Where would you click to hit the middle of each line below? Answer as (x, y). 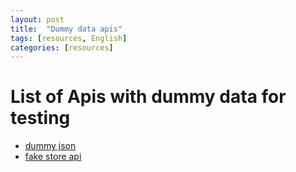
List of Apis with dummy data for (148, 97)
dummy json (50, 146)
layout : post (37, 19)
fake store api (53, 157)
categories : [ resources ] (62, 47)
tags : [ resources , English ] (69, 38)
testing (40, 118)
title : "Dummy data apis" (66, 29)
